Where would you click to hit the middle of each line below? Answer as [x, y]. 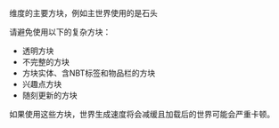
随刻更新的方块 [49, 95]
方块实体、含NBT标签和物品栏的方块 [89, 73]
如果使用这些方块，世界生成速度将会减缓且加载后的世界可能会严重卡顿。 [142, 114]
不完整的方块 [45, 62]
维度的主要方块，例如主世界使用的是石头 [83, 13]
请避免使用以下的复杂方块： [60, 32]
